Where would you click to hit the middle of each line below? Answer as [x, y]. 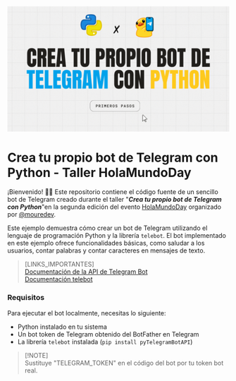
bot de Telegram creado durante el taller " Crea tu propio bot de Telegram [114, 200]
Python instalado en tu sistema [62, 327]
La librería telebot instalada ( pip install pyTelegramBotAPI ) [105, 341]
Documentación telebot [58, 279]
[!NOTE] [36, 355]
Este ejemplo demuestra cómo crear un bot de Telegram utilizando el [107, 228]
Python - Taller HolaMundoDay [99, 173]
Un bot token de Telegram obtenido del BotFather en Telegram [108, 334]
